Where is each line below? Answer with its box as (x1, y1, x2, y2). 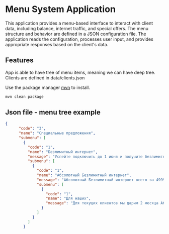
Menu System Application (5, 4, 116, 15)
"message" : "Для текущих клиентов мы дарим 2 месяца (45, 201, 158, 206)
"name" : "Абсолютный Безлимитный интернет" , (37, 173, 132, 178)
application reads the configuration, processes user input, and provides (5, 36, 153, 42)
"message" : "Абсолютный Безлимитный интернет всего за (37, 177, 154, 182)
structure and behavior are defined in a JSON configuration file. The (5, 31, 146, 37)
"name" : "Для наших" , (45, 196, 92, 201)
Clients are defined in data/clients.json (5, 74, 85, 81)
